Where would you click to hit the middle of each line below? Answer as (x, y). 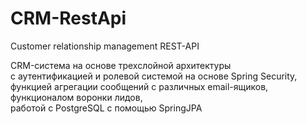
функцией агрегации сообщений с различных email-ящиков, (139, 86)
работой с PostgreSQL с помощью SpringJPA (106, 108)
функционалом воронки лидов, (76, 97)
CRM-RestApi (68, 18)
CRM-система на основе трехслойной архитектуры (121, 65)
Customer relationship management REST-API (105, 46)
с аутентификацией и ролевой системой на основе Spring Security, (154, 76)
